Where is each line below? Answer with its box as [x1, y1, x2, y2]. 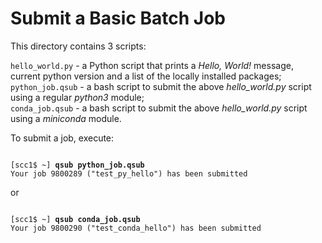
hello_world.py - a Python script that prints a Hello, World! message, [10, 59, 294, 71]
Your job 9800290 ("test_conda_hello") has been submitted [10, 223, 262, 233]
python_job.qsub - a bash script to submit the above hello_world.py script [10, 80, 312, 92]
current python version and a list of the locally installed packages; [10, 70, 282, 82]
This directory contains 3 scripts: [10, 40, 147, 52]
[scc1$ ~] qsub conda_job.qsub [10, 214, 141, 224]
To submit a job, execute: [10, 132, 115, 144]
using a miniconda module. [10, 112, 122, 124]
